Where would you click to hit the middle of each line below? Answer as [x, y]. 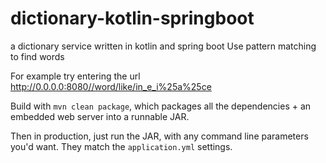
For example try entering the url [75, 76]
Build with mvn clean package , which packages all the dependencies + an [161, 106]
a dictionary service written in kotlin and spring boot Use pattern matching [163, 46]
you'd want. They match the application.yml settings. [121, 146]
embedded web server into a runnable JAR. [100, 116]
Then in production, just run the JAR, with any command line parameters [159, 136]
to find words [37, 56]
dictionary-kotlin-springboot [132, 18]
